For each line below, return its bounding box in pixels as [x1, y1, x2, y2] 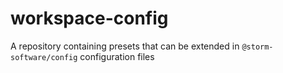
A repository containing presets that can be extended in [10, 40, 240, 52]
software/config [10, 52, 78, 62]
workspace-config [10, 7, 169, 30]
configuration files [79, 50, 155, 62]
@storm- [241, 42, 274, 52]
